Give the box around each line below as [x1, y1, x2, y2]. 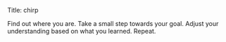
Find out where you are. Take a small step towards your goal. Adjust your [7, 20, 219, 27]
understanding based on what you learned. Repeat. [7, 27, 156, 35]
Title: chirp [7, 6, 39, 14]
